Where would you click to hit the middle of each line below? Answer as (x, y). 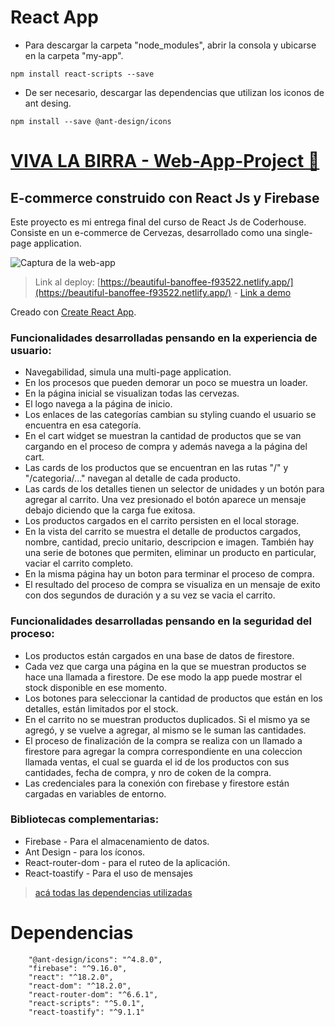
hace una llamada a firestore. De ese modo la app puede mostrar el (163, 677)
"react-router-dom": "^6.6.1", (93, 994)
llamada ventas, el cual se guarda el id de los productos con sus (157, 762)
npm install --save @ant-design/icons (91, 121)
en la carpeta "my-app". (74, 55)
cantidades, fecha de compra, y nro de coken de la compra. (148, 772)
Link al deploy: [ (67, 282)
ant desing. (48, 103)
